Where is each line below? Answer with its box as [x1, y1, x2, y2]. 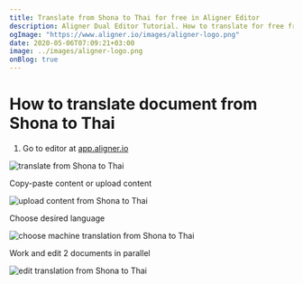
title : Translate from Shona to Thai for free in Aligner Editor [9, 13, 260, 23]
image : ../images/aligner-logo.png [9, 47, 143, 56]
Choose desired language [9, 213, 106, 224]
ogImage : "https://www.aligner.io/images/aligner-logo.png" [9, 30, 241, 39]
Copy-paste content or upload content [9, 178, 152, 188]
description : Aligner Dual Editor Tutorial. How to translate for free [9, 22, 284, 31]
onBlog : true [9, 55, 59, 64]
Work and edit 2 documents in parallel [9, 247, 151, 258]
